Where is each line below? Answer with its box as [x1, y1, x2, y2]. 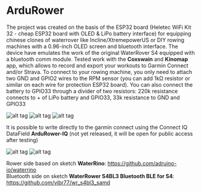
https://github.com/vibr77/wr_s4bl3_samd [6, 179, 110, 186]
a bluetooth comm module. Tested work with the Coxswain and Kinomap [6, 55, 188, 63]
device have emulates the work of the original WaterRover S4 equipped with [6, 49, 195, 56]
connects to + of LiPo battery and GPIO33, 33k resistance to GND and [6, 94, 181, 101]
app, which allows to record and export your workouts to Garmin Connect [6, 61, 188, 69]
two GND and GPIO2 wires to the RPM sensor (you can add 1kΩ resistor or [6, 75, 191, 82]
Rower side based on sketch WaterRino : [6, 159, 107, 167]
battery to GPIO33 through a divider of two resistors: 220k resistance [6, 87, 178, 94]
